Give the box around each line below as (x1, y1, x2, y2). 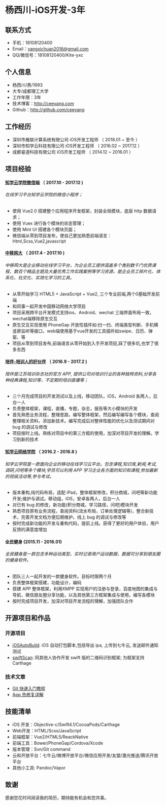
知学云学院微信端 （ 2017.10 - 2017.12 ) (5, 179, 83, 185)
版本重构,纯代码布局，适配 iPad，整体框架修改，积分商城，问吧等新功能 (12, 489, 158, 495)
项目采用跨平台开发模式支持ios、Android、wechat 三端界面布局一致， (12, 309, 154, 315)
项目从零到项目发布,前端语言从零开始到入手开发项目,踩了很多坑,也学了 (12, 340, 154, 346)
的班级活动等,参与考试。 (5, 473, 54, 479)
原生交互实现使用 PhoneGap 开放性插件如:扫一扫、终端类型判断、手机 (12, 322, 154, 327)
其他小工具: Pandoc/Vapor (12, 765, 66, 770)
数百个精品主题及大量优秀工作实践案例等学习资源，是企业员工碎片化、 (13, 269, 156, 274)
